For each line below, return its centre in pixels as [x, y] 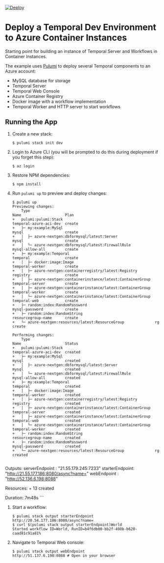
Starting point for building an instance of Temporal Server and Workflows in [81, 51]
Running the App [31, 122]
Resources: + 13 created [30, 488]
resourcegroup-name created [46, 438]
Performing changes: [33, 335]
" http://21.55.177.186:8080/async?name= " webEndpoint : [62, 473]
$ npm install [26, 184]
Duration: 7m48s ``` [24, 497]
